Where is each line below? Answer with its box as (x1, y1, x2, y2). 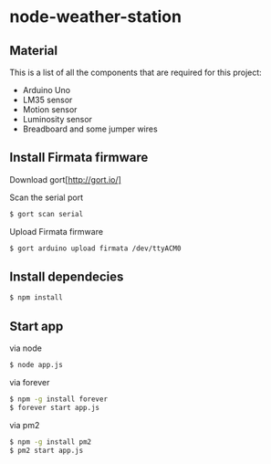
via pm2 (9, 419, 40, 430)
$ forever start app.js (9, 403, 100, 412)
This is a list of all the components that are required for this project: (9, 67, 262, 78)
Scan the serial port (9, 192, 84, 203)
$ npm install (9, 293, 64, 302)
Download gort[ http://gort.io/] (9, 174, 121, 185)
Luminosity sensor (22, 114, 93, 124)
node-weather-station (9, 6, 182, 27)
